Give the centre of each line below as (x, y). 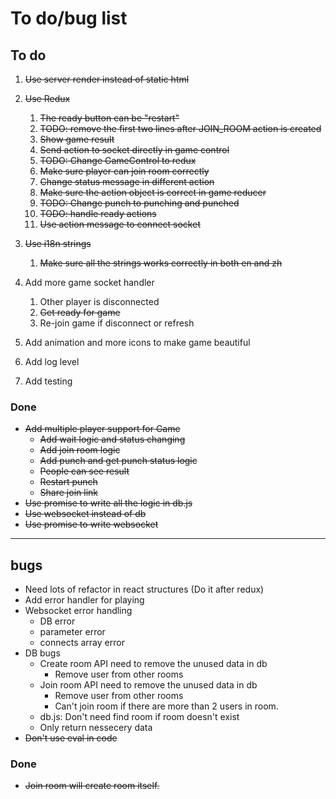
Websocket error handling (78, 611)
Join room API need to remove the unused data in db (148, 685)
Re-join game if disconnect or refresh (117, 323)
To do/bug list (69, 18)
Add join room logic (80, 450)
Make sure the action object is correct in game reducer (153, 192)
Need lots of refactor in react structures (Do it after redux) (144, 589)
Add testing (48, 381)
